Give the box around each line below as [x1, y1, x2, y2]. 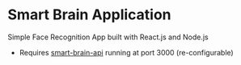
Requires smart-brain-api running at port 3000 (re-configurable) [19, 47, 234, 57]
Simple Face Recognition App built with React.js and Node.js [7, 32, 209, 42]
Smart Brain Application [7, 6, 171, 24]
